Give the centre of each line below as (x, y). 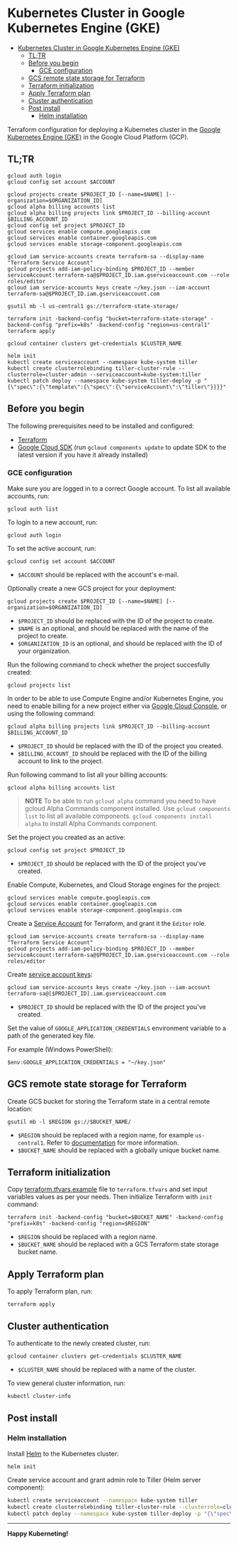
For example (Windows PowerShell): (60, 1049)
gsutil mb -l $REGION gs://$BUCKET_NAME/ (69, 1122)
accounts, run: (28, 496)
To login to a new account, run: (52, 522)
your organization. (44, 650)
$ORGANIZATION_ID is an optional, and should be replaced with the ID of (120, 643)
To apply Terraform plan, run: (50, 1292)
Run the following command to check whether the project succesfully (109, 665)
